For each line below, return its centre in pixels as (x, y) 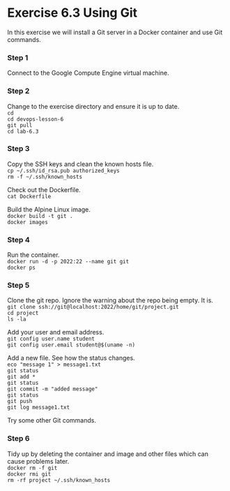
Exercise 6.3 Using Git (72, 13)
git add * (22, 377)
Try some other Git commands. (52, 420)
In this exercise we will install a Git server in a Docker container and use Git (115, 32)
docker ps (22, 268)
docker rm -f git (32, 468)
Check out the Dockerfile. (44, 189)
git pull (20, 125)
